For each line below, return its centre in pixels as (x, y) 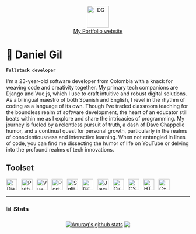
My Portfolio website (98, 31)
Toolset (20, 168)
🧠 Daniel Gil (34, 55)
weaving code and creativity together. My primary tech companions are (92, 87)
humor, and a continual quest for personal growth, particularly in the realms (97, 130)
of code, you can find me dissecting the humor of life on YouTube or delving (97, 143)
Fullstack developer (31, 70)
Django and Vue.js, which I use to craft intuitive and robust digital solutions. (97, 94)
